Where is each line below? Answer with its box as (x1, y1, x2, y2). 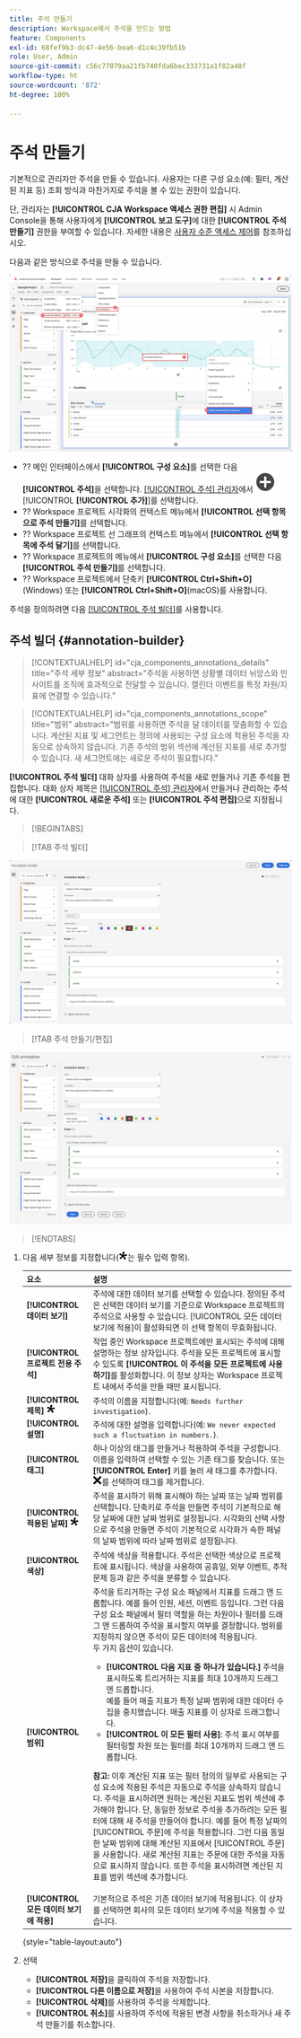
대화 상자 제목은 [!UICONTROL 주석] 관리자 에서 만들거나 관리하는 (42, 783, 271, 794)
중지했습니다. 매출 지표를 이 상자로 (122, 1706, 242, 1717)
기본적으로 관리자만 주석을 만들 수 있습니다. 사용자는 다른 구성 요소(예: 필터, (9, 173, 272, 184)
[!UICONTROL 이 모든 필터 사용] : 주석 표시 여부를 (106, 1728, 280, 1739)
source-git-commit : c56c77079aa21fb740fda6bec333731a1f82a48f (9, 62, 246, 71)
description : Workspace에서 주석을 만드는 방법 (9, 23, 172, 33)
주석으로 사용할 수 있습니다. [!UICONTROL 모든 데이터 (92, 1311, 282, 1322)
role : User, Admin (9, 52, 78, 62)
